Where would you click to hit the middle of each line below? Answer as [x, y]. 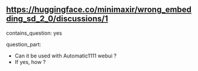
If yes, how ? [30, 62]
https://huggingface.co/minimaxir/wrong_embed [99, 10]
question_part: [24, 44]
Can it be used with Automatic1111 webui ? [66, 56]
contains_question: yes [34, 33]
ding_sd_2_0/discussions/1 [57, 19]
